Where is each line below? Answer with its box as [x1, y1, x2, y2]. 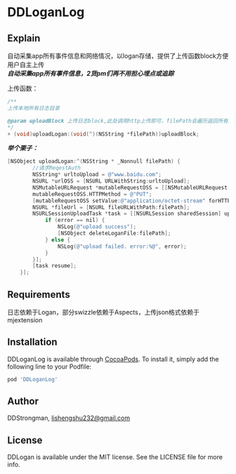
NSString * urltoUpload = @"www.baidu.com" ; [32, 171, 162, 178]
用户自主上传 [7, 60, 44, 69]
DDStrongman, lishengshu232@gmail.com [7, 414, 131, 422]
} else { [44, 236, 71, 243]
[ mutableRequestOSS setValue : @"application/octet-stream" [32, 197, 206, 204]
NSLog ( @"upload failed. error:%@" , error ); [57, 243, 188, 250]
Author [7, 395, 39, 407]
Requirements [7, 289, 70, 301]
